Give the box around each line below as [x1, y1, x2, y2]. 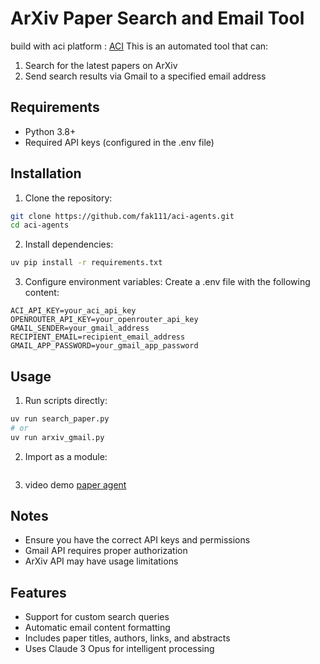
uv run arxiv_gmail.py [10, 432, 105, 442]
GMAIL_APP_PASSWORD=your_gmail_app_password [10, 341, 199, 351]
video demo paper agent [24, 478, 127, 491]
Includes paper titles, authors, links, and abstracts [24, 632, 231, 644]
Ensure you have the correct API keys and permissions [24, 534, 251, 546]
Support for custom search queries [24, 611, 170, 623]
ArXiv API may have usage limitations [24, 555, 179, 567]
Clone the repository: [24, 192, 113, 204]
